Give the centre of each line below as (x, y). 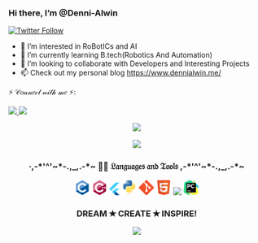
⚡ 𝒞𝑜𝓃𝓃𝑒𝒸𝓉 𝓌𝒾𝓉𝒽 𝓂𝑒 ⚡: (42, 92)
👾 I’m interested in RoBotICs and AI (79, 46)
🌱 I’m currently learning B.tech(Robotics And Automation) (116, 55)
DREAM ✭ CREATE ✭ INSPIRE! (137, 213)
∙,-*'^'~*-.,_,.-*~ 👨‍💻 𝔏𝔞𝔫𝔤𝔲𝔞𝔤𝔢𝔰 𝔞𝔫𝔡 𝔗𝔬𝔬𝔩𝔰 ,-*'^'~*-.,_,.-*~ (137, 167)
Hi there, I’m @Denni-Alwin (63, 13)
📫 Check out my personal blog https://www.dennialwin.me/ (120, 73)
